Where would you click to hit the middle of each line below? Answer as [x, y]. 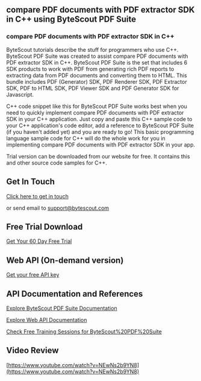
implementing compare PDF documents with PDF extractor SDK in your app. [101, 145]
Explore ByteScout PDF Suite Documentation [62, 308]
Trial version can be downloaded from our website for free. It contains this [98, 156]
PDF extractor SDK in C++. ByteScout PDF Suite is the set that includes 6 [97, 62]
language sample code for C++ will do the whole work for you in [86, 138]
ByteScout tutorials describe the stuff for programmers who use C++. [92, 49]
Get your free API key [33, 275]
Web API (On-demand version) [65, 260]
